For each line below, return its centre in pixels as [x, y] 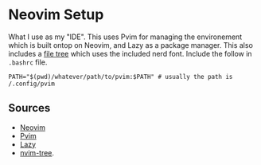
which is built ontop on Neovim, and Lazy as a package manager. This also [130, 45]
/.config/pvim [32, 84]
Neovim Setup [56, 15]
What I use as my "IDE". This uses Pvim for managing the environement [125, 37]
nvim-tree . [37, 152]
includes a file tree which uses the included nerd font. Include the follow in [130, 53]
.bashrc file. [28, 62]
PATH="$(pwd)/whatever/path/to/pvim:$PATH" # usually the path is [121, 77]
